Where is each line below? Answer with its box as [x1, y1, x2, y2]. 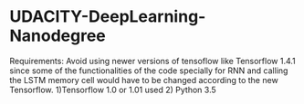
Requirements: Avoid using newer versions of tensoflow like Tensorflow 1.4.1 [9, 55, 297, 66]
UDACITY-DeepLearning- [9, 6, 206, 27]
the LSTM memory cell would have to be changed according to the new [9, 74, 278, 85]
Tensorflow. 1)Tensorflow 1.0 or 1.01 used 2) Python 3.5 [9, 84, 216, 95]
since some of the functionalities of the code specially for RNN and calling [9, 65, 288, 76]
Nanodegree [9, 25, 107, 46]
